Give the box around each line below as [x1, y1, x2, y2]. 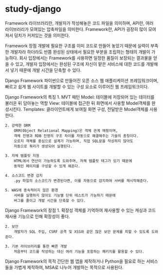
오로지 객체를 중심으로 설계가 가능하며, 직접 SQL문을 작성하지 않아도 [14, 138, 133, 144]
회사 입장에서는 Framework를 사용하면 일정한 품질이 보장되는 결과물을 [19, 55, 152, 61]
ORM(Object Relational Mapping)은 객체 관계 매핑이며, [14, 128, 118, 133]
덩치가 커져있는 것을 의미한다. [14, 32, 70, 38]
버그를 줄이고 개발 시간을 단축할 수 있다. [14, 198, 86, 203]
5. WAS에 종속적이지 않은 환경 [5, 188, 58, 192]
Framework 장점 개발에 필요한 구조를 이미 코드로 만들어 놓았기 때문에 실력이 [5, 42, 149, 48]
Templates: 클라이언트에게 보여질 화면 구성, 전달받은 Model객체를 [23, 106, 149, 112]
